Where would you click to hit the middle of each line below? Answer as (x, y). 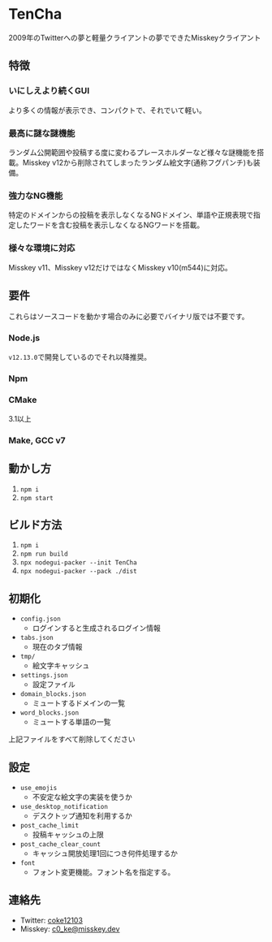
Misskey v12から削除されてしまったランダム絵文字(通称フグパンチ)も (138, 162)
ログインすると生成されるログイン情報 (96, 628)
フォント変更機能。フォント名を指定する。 (104, 872)
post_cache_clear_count (60, 845)
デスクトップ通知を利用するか (82, 816)
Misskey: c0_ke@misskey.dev (70, 929)
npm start (37, 498)
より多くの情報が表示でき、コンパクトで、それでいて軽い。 (108, 110)
